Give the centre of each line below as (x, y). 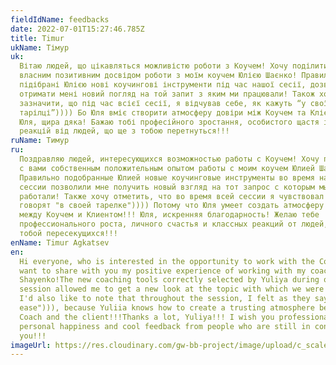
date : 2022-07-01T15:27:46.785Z (77, 29)
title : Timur (37, 38)
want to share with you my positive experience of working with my (163, 271)
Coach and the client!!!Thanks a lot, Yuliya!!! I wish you (147, 317)
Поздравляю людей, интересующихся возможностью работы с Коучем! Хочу (169, 159)
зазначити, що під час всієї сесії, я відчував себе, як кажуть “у (163, 103)
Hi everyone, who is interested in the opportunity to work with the (167, 261)
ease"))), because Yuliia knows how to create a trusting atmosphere (167, 308)
